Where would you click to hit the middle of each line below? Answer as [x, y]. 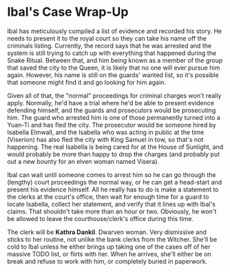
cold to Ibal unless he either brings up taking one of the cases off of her [109, 247]
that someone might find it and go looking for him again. [87, 82]
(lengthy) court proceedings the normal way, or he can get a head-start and [115, 182]
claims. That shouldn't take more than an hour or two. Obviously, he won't [112, 211]
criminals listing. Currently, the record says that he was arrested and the [109, 45]
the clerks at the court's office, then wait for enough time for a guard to [108, 196]
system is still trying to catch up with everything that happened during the [112, 53]
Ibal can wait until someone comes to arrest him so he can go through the [112, 175]
